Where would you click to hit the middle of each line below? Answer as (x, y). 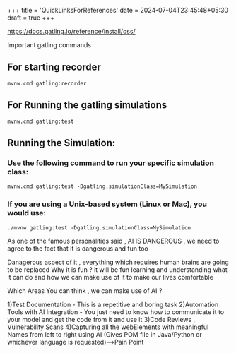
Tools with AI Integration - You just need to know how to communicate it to (116, 312)
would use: (27, 213)
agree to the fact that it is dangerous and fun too (78, 248)
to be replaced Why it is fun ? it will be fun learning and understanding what (117, 269)
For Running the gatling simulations (87, 105)
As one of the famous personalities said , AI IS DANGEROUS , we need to (113, 241)
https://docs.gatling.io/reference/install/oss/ (71, 31)
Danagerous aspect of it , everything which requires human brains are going (118, 262)
